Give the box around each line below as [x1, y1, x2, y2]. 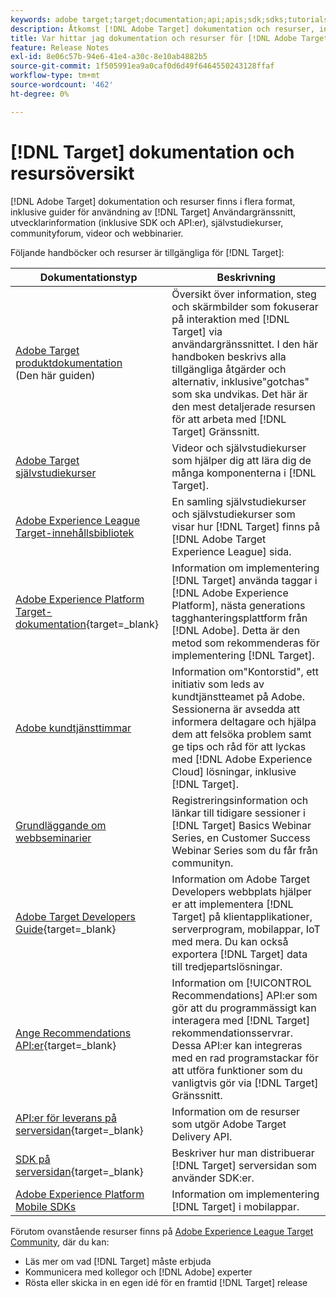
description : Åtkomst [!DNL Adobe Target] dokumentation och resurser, [10, 24, 315, 34]
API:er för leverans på [15, 1111, 117, 1125]
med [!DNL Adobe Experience [171, 752, 313, 766]
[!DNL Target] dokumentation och [10, 141, 295, 163]
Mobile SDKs [15, 1199, 77, 1213]
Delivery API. [171, 1129, 233, 1143]
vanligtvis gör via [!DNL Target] [171, 1076, 319, 1090]
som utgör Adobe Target [171, 1117, 287, 1131]
